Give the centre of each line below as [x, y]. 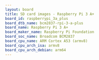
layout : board [19, 9]
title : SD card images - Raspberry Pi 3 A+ [50, 14]
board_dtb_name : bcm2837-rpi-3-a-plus [44, 23]
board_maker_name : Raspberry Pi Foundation [50, 32]
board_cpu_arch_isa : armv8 [32, 45]
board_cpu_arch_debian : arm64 [36, 50]
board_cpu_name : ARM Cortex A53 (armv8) [47, 41]
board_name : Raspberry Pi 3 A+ [37, 28]
